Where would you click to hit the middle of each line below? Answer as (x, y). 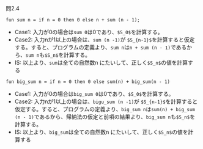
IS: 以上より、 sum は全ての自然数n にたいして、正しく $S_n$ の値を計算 (101, 63)
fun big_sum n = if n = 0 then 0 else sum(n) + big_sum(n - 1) (88, 82)
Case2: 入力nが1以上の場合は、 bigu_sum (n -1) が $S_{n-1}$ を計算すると (106, 101)
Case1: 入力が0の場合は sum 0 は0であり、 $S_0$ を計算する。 (89, 32)
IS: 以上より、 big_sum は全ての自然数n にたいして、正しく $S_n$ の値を (101, 132)
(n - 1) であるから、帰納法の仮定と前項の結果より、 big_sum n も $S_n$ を (105, 117)
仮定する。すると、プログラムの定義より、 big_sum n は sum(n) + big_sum (105, 109)
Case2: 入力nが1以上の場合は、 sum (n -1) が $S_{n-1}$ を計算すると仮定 (105, 40)
